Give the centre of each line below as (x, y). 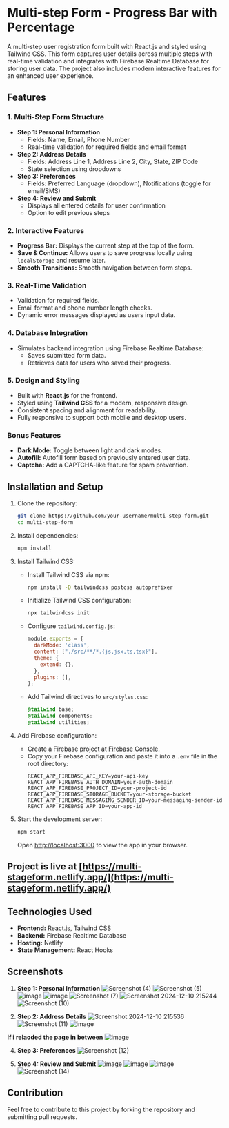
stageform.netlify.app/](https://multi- (91, 877)
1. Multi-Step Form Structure (56, 117)
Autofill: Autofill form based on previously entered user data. (104, 458)
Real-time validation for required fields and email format (107, 147)
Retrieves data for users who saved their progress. (99, 363)
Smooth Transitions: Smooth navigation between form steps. (104, 268)
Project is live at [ (45, 867)
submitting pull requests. (42, 1117)
